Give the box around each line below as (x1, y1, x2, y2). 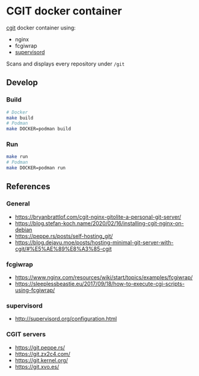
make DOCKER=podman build (6, 126, 71, 132)
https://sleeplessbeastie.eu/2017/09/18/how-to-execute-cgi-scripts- (14, 280, 185, 288)
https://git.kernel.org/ (14, 356, 68, 364)
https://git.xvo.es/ (14, 363, 60, 370)
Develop (6, 77, 38, 88)
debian (14, 226, 32, 233)
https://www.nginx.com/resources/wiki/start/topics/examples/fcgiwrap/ (14, 274, 193, 281)
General (6, 199, 30, 208)
